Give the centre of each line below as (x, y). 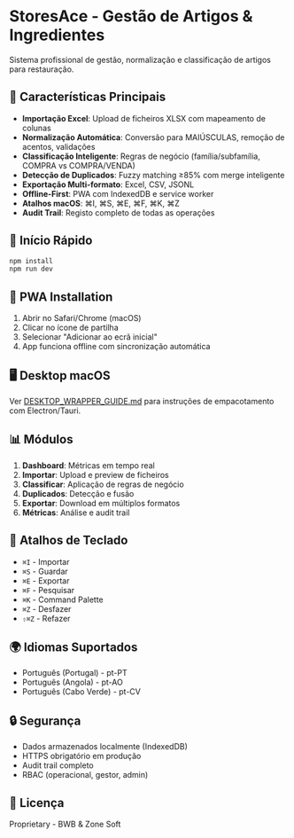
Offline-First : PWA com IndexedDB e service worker (118, 193)
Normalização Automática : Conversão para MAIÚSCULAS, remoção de (153, 137)
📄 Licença (37, 803)
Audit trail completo (58, 765)
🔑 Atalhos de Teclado (69, 540)
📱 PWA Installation (61, 297)
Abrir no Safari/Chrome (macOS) (81, 318)
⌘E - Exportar (46, 580)
